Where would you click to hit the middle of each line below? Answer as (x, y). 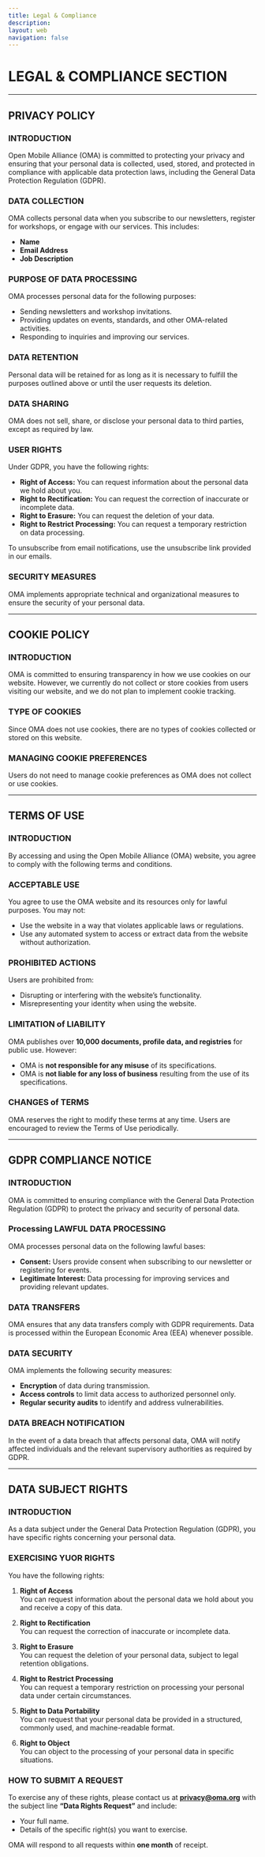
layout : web (28, 30)
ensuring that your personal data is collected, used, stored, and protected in (132, 164)
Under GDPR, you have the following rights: (79, 467)
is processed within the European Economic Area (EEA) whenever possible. (131, 1333)
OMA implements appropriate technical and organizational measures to (124, 594)
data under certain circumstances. (75, 1695)
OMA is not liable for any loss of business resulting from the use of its (134, 1073)
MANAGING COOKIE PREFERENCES (78, 758)
